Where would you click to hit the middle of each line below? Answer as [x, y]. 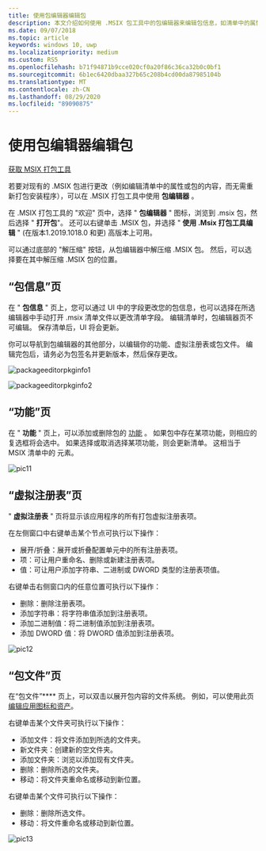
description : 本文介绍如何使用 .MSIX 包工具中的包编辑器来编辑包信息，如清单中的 [129, 23]
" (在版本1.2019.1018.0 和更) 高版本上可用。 [87, 233]
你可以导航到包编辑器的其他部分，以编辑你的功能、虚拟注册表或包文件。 [126, 344]
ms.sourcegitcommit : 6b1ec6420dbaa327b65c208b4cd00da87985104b [115, 75]
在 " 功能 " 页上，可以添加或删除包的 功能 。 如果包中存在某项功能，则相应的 [133, 432]
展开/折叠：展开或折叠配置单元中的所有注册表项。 [101, 550]
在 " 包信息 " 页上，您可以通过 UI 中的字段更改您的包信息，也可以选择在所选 [132, 307]
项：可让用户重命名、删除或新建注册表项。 [89, 559]
